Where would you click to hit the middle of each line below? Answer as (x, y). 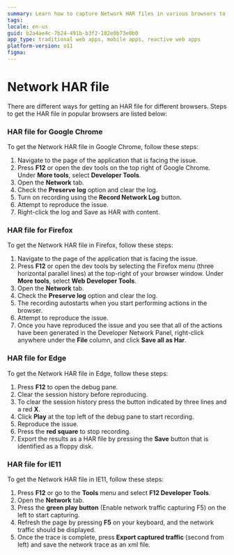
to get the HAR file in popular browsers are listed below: (87, 114)
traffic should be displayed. (56, 530)
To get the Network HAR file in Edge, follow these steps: (88, 373)
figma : (17, 53)
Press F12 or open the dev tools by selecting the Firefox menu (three (116, 266)
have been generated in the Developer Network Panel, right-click (110, 333)
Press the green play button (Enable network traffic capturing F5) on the (122, 508)
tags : (15, 20)
